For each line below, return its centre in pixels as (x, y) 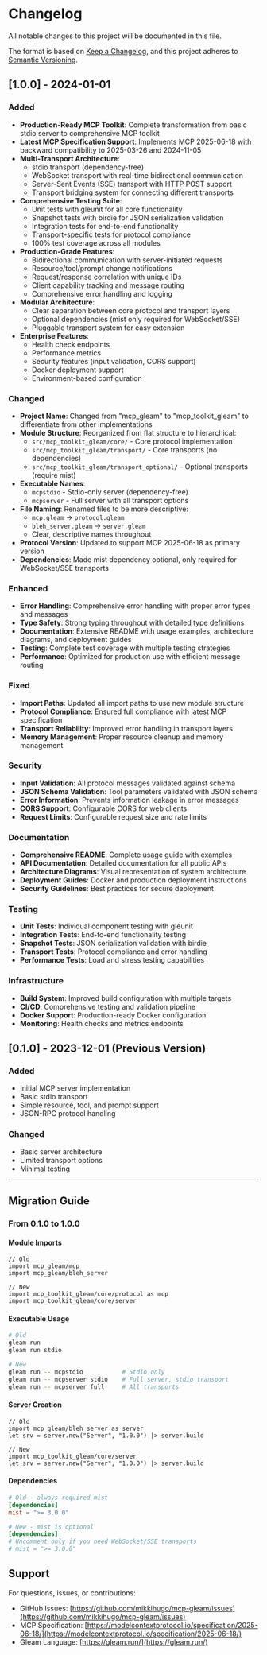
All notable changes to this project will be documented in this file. (115, 36)
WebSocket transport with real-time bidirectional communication (137, 175)
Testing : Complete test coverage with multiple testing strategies (125, 648)
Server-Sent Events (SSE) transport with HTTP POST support (132, 184)
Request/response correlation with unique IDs (106, 277)
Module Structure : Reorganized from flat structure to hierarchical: (128, 432)
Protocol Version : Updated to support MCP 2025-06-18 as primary (130, 542)
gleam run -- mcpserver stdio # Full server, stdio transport (118, 1379)
